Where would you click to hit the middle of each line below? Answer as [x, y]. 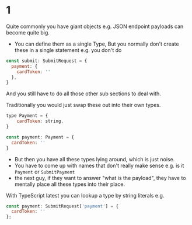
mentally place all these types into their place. [70, 184]
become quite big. [28, 32]
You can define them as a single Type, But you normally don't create [97, 44]
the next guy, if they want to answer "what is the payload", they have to [100, 178]
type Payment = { [27, 116]
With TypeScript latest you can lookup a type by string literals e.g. [85, 195]
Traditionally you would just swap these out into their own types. [83, 105]
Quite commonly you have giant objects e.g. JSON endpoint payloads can [95, 26]
